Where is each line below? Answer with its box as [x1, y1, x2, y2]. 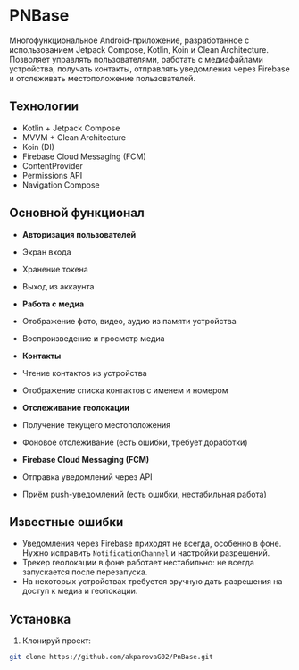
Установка [9, 611, 71, 626]
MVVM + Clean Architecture [21, 131, 127, 143]
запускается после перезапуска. [21, 566, 148, 577]
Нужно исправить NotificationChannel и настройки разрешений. [21, 548, 270, 558]
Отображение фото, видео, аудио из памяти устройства [21, 315, 237, 326]
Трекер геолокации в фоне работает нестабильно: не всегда [21, 557, 254, 568]
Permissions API [21, 170, 83, 180]
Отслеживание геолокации [21, 402, 130, 413]
